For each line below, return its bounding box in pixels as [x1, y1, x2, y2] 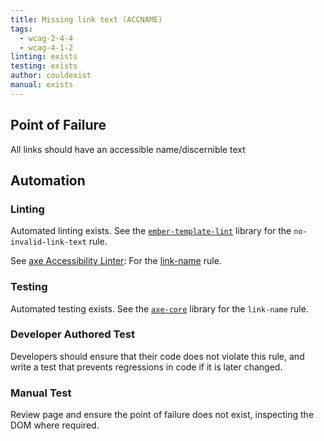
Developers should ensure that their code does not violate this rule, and [10, 350, 305, 362]
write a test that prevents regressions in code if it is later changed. [10, 361, 283, 373]
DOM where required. [10, 419, 100, 431]
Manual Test [10, 386, 72, 400]
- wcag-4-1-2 [19, 42, 74, 53]
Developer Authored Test [10, 327, 135, 341]
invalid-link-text [10, 237, 87, 248]
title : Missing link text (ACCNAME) [10, 14, 163, 25]
